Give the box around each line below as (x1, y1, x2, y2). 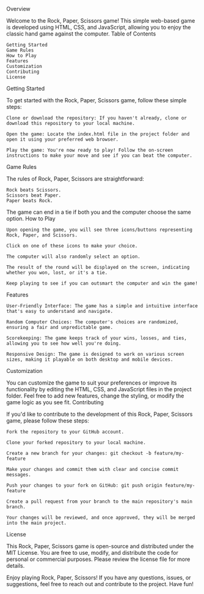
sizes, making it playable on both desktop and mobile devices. (6, 356, 173, 363)
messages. (6, 472, 32, 478)
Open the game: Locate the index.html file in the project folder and (6, 131, 190, 137)
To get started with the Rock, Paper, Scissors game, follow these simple (6, 97, 187, 103)
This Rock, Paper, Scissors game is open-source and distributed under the (6, 543, 194, 550)
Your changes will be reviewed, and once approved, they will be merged (6, 514, 195, 521)
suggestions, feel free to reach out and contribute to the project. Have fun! (6, 581, 194, 587)
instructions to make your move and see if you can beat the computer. (6, 152, 192, 159)
